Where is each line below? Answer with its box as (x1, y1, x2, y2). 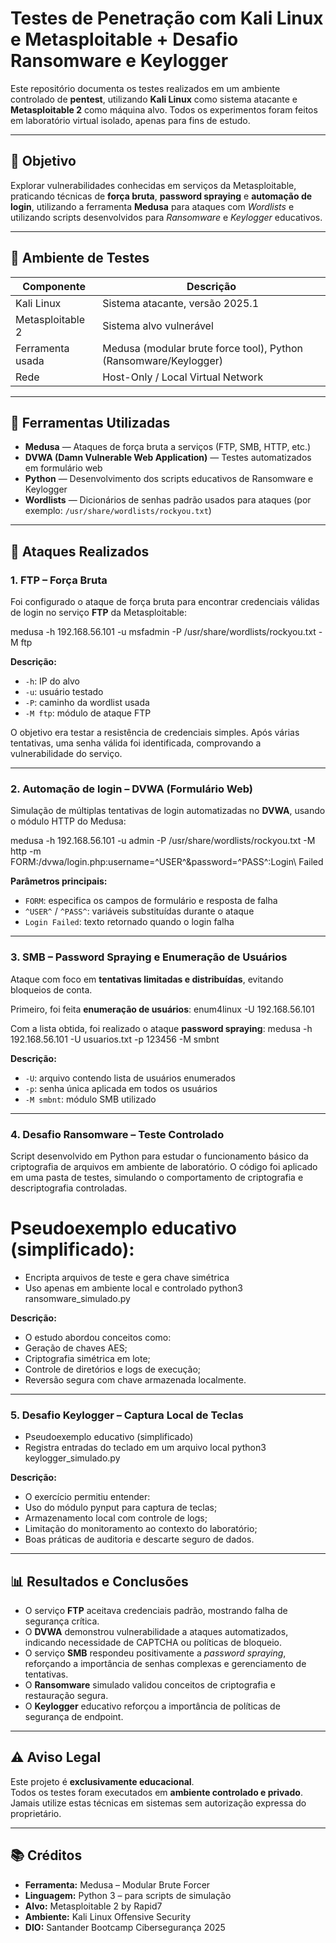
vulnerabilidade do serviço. (10, 748, 123, 760)
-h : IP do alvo (24, 675, 80, 687)
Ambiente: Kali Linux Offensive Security (24, 1910, 192, 1922)
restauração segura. (24, 1690, 109, 1701)
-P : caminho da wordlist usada (24, 697, 150, 709)
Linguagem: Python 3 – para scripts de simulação (24, 1889, 232, 1901)
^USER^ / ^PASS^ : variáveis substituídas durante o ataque (24, 905, 255, 917)
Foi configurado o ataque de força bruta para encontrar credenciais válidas (10, 596, 320, 608)
